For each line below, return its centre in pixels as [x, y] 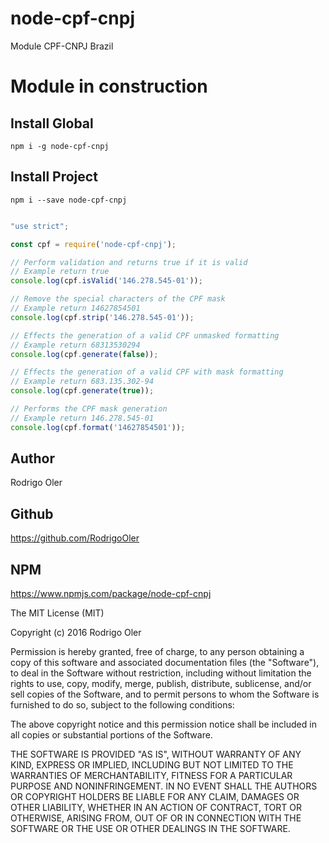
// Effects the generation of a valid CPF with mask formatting [147, 372]
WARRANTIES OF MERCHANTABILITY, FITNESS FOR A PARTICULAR [151, 776]
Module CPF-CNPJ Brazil [62, 46]
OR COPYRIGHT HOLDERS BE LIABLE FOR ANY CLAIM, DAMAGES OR [155, 797]
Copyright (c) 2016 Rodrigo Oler [76, 633]
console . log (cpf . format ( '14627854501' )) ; [98, 427]
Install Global [52, 123]
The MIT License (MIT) [57, 613]
